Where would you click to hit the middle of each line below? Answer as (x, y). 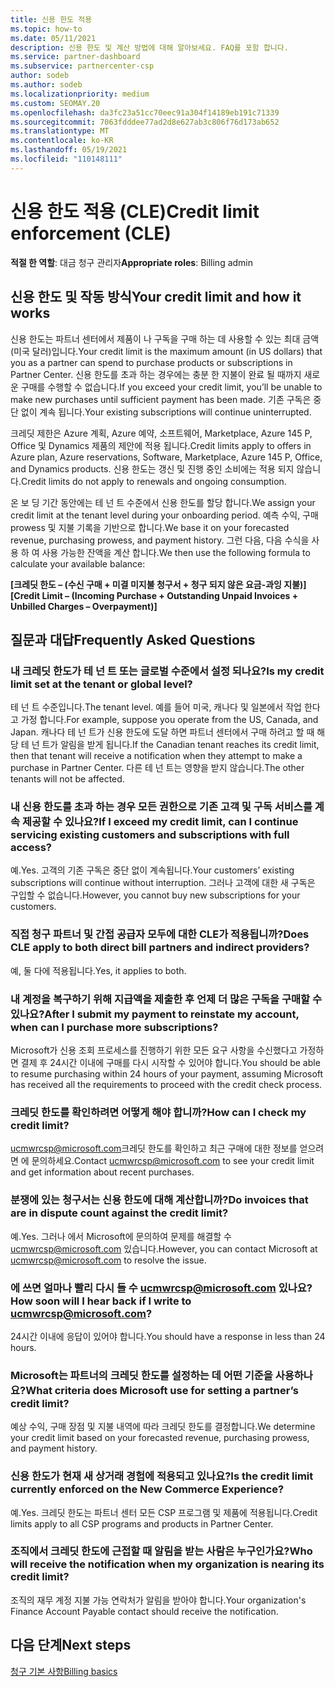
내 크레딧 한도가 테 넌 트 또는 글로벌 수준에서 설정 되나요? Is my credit (167, 671)
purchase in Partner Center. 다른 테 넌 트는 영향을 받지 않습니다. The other (157, 768)
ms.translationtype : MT (60, 131)
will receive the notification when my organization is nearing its (167, 1564)
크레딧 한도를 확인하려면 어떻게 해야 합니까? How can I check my (158, 1112)
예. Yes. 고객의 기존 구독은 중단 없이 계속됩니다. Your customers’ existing (152, 870)
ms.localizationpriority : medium (80, 94)
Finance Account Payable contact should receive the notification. (144, 1611)
